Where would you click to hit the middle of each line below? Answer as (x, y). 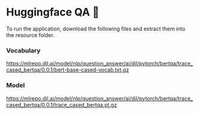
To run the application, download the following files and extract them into (96, 29)
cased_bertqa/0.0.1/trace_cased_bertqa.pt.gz (62, 104)
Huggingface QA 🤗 (53, 12)
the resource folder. (30, 35)
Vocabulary (23, 50)
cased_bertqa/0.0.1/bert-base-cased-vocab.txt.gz (68, 70)
